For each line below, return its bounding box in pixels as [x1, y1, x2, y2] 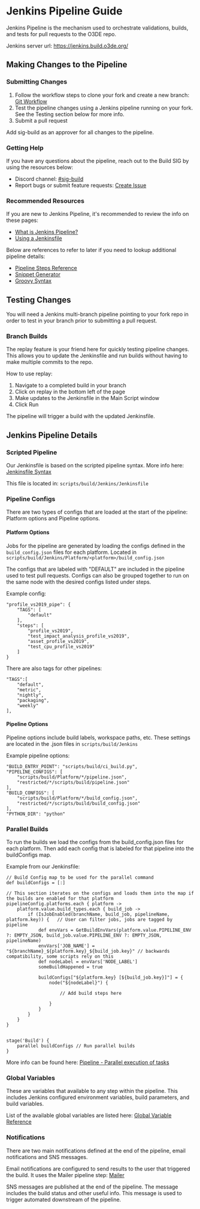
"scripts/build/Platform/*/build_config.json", [17, 795, 138, 801]
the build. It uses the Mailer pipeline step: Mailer [6, 1171, 125, 1178]
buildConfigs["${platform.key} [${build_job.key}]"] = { [38, 974, 184, 981]
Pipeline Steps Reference [14, 265, 78, 272]
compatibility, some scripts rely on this [6, 953, 114, 960]
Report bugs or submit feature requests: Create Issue [14, 182, 147, 189]
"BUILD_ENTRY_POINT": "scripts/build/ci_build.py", [6, 763, 138, 769]
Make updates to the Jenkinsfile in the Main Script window [14, 395, 160, 402]
